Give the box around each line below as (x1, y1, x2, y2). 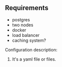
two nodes (12, 22, 33, 28)
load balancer (12, 32, 40, 38)
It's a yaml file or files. (12, 56, 57, 62)
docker (12, 27, 27, 33)
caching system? (12, 37, 46, 43)
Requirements (5, 4, 48, 12)
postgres (12, 17, 30, 22)
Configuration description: (5, 47, 58, 52)
